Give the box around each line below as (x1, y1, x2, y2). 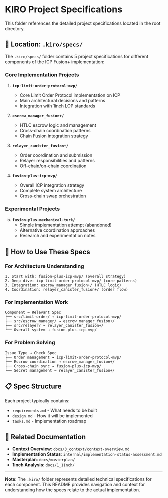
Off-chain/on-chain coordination (19, 163, 87, 169)
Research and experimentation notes (19, 233, 96, 239)
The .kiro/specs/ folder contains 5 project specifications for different (5, 53, 149, 59)
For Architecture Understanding (5, 262, 84, 269)
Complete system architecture (19, 188, 82, 194)
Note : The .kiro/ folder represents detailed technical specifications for (5, 476, 152, 482)
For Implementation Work (5, 298, 68, 305)
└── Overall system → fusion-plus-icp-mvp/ (5, 327, 97, 333)
